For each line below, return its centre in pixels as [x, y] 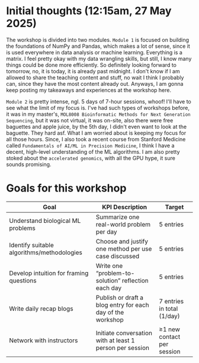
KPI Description [124, 207]
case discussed [118, 256]
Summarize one [118, 217]
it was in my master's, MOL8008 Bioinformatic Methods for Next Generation [98, 114]
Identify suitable [32, 245]
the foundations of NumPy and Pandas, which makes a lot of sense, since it [98, 46]
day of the [110, 312]
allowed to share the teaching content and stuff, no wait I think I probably [95, 77]
